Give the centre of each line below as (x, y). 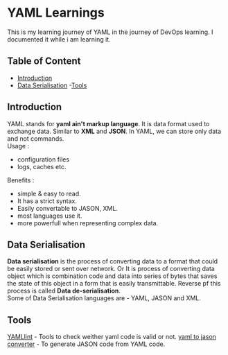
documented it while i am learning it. (59, 39)
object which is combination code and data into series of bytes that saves (112, 276)
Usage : (18, 146)
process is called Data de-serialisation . (64, 291)
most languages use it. (50, 216)
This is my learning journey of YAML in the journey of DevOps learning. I (110, 32)
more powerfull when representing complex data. (88, 223)
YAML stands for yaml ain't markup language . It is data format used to (108, 123)
